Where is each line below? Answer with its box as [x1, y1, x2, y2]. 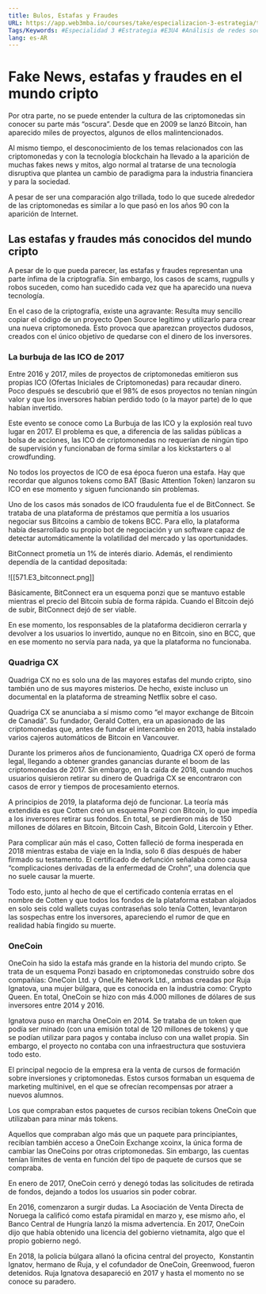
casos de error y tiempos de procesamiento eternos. [8, 781, 180, 791]
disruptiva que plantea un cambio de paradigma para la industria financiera [8, 168, 253, 179]
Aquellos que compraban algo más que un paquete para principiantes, [8, 1129, 238, 1138]
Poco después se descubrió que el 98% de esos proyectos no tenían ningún [8, 386, 257, 396]
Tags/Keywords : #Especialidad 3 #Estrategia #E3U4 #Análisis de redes [8, 26, 246, 34]
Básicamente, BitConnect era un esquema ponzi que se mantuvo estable [8, 588, 245, 597]
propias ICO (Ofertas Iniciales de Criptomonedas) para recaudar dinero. [8, 378, 242, 387]
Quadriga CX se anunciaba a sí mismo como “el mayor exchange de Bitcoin [8, 707, 254, 716]
